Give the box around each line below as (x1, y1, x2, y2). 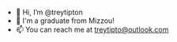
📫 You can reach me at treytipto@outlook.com (15, 25, 169, 34)
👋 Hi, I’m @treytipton (15, 8, 83, 17)
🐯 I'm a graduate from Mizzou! (15, 16, 115, 25)
